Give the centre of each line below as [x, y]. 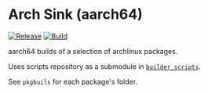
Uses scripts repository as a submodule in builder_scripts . [105, 66]
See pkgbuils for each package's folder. [73, 81]
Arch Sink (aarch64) [75, 14]
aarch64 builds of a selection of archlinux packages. [93, 51]
